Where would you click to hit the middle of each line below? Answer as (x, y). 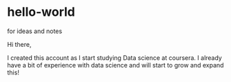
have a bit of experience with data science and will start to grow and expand (115, 65)
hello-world (41, 12)
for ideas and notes (35, 31)
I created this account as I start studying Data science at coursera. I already (114, 58)
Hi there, (19, 44)
